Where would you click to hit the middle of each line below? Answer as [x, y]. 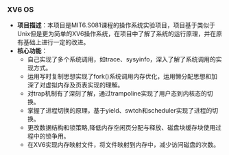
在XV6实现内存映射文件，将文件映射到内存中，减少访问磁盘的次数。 [123, 145]
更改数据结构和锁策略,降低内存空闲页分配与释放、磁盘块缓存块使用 [121, 128]
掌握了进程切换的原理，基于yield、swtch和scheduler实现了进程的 [120, 111]
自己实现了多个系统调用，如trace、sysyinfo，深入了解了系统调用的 [121, 59]
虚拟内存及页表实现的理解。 [85, 85]
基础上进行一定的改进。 [56, 42]
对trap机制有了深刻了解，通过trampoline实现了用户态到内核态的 [117, 94]
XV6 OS [21, 10]
